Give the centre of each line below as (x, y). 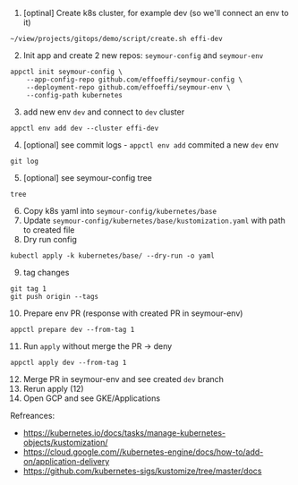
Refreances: (33, 416)
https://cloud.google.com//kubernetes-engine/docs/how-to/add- (143, 452)
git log (25, 161)
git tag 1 (29, 289)
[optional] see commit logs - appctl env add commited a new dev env (151, 145)
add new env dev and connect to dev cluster (104, 112)
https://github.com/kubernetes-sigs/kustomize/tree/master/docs (142, 471)
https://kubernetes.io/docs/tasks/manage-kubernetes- (124, 433)
